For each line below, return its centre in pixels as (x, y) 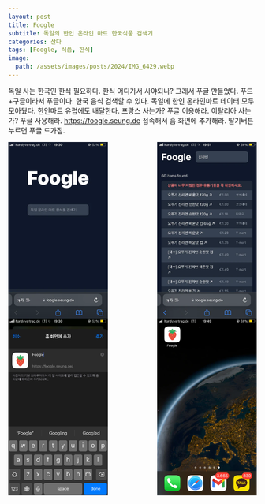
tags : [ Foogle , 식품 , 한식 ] (51, 50)
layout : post (30, 17)
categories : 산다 (35, 42)
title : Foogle (32, 25)
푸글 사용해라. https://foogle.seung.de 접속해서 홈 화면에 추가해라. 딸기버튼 (136, 120)
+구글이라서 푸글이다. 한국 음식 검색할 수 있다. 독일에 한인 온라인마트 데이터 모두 (131, 101)
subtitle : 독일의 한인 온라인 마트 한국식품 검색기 (81, 33)
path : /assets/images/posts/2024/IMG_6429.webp (95, 67)
